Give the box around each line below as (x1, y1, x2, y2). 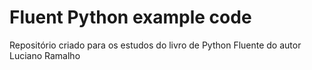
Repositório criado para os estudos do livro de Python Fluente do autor (9, 39, 302, 51)
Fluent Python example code (9, 6, 252, 29)
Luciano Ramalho (9, 49, 81, 61)
